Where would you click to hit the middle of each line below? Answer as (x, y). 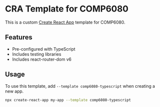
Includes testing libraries (37, 54)
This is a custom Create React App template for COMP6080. (65, 22)
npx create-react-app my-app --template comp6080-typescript (68, 100)
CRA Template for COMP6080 (67, 9)
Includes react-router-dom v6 (42, 59)
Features (19, 37)
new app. (14, 91)
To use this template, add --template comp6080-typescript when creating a (80, 86)
